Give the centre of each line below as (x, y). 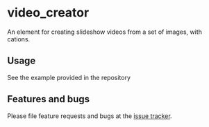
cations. (19, 39)
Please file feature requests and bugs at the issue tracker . (90, 116)
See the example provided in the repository (69, 77)
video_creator (48, 13)
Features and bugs (49, 99)
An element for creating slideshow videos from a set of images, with (105, 32)
